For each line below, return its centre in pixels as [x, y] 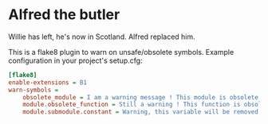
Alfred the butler [64, 15]
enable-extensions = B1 [48, 82]
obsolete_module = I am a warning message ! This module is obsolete [141, 97]
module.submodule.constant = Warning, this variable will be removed [141, 112]
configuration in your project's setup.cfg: [75, 60]
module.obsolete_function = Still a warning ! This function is [132, 105]
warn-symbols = [33, 90]
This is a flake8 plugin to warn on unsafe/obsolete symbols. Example [121, 52]
